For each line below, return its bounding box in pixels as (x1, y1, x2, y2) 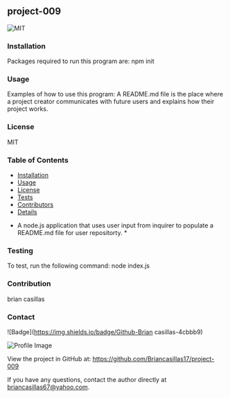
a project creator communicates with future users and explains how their (7, 97, 215, 106)
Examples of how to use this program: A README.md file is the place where (7, 90, 224, 98)
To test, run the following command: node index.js (7, 261, 150, 270)
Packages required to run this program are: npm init (7, 57, 154, 65)
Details (17, 208, 37, 216)
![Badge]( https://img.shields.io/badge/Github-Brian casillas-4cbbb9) (7, 327, 203, 336)
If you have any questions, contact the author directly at (7, 375, 167, 383)
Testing (7, 245, 33, 255)
